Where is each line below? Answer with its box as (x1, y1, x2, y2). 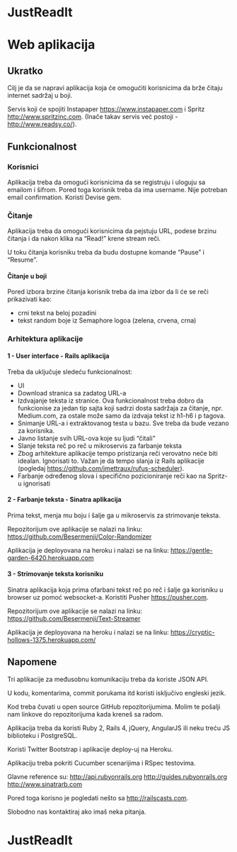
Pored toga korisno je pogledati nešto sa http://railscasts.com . (7, 793, 189, 802)
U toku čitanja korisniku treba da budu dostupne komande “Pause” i (7, 248, 205, 257)
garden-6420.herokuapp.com (7, 554, 94, 562)
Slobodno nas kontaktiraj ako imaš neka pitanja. (7, 807, 146, 816)
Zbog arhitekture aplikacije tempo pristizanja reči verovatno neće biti (17, 449, 218, 457)
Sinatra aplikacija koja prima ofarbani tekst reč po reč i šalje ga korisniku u (7, 585, 224, 594)
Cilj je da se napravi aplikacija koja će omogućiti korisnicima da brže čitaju (7, 84, 223, 92)
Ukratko (7, 65, 44, 77)
